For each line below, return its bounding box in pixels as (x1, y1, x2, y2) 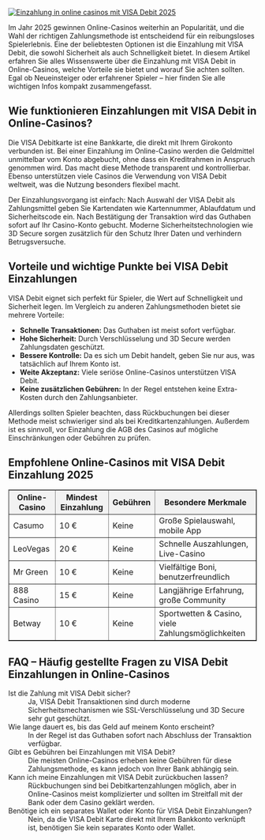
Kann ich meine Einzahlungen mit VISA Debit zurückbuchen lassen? (8, 773, 229, 782)
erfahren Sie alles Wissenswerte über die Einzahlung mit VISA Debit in (8, 56, 237, 66)
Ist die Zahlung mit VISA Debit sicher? (8, 688, 131, 699)
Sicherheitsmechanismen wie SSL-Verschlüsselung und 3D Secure (28, 706, 245, 715)
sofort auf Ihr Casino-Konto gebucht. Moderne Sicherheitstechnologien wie (8, 220, 254, 229)
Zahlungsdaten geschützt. (19, 342, 105, 352)
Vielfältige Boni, (159, 562, 217, 573)
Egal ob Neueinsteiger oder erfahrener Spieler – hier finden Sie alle (8, 73, 226, 82)
